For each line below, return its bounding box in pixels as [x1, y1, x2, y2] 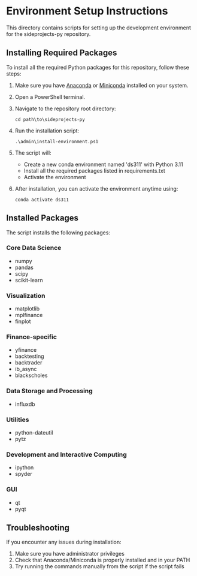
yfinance [14, 346, 37, 354]
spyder [14, 471, 33, 478]
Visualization [6, 291, 46, 300]
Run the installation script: [14, 127, 80, 134]
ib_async [14, 366, 37, 373]
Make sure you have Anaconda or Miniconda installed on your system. [14, 82, 189, 89]
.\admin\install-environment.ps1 [14, 138, 99, 144]
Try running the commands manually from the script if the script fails [14, 563, 184, 570]
